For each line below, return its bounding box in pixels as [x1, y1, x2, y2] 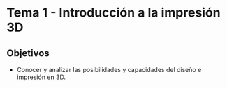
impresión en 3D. [16, 73, 66, 81]
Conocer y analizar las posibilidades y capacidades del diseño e [16, 66, 202, 73]
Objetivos [6, 47, 50, 59]
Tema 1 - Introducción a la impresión [6, 5, 221, 21]
